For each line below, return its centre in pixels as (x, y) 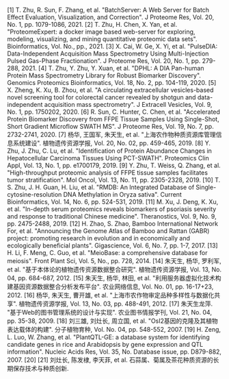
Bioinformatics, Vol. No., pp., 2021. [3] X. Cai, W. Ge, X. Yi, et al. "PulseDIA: (112, 46)
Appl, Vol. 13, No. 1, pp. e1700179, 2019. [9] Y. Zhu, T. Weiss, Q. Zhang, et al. (114, 165)
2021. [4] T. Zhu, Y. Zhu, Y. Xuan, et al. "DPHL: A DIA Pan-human (113, 68)
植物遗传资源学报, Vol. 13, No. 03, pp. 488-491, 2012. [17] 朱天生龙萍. (116, 304)
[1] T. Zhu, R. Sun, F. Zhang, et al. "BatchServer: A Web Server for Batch (108, 10)
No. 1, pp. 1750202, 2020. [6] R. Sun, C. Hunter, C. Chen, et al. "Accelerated (114, 112)
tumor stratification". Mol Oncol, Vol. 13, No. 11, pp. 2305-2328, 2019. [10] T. (114, 180)
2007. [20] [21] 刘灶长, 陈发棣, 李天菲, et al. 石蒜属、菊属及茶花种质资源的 (110, 360)
